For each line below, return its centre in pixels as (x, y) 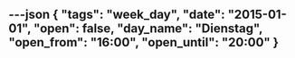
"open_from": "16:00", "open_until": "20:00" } (144, 42)
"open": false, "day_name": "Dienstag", (148, 29)
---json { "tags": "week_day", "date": (117, 15)
